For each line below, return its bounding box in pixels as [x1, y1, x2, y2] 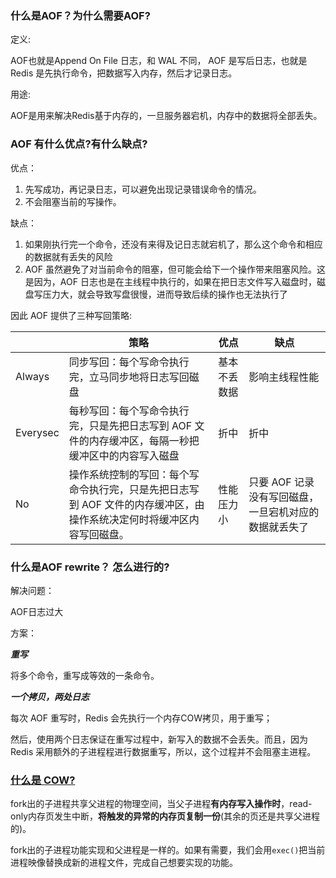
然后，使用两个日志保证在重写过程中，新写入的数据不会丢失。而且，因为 [10, 733, 308, 745]
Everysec [15, 425, 60, 439]
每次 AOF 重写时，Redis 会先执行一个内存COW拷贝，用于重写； [10, 712, 273, 724]
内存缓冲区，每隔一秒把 [88, 433, 200, 447]
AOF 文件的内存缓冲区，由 [81, 497, 205, 511]
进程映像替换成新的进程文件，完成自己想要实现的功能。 [10, 857, 238, 869]
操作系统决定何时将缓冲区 [68, 512, 190, 526]
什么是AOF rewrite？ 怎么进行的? [10, 560, 170, 574]
